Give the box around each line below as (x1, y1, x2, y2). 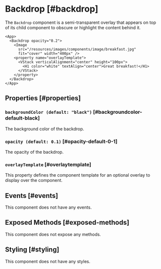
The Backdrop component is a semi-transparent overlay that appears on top (5, 19, 156, 25)
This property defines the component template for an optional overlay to (5, 172, 150, 178)
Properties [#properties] (5, 94, 81, 103)
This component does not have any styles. (5, 258, 91, 264)
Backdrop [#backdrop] (5, 3, 99, 15)
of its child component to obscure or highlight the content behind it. (5, 24, 141, 30)
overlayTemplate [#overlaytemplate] (5, 161, 92, 168)
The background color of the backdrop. (5, 126, 84, 132)
